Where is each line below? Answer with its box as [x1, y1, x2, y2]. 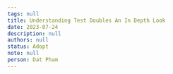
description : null [7, 30, 61, 37]
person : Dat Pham [7, 56, 59, 63]
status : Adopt [7, 43, 49, 50]
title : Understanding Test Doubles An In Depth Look [7, 17, 166, 24]
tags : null [7, 10, 40, 18]
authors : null [7, 37, 49, 44]
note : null [7, 50, 40, 57]
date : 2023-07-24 [7, 23, 59, 30]
